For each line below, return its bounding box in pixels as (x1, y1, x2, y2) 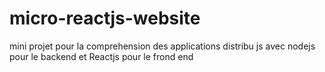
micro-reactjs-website (9, 7, 201, 30)
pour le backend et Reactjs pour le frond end (9, 50, 194, 62)
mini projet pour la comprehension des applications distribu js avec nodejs (9, 40, 316, 52)
